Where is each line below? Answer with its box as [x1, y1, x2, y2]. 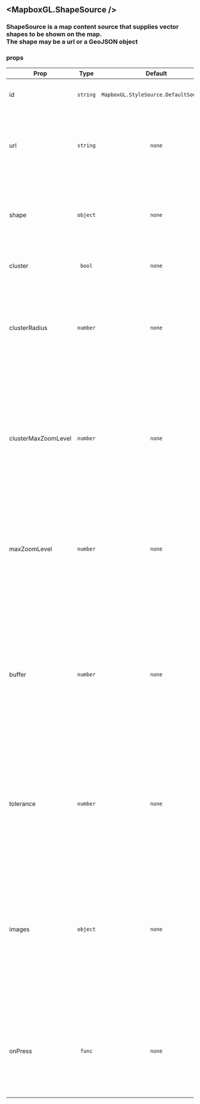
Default [145, 69, 167, 77]
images [9, 925, 30, 933]
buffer [9, 670, 27, 678]
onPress [9, 1047, 33, 1055]
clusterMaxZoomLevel [9, 434, 71, 442]
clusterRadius [9, 323, 48, 332]
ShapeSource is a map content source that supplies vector [6, 23, 179, 31]
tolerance [9, 799, 36, 808]
